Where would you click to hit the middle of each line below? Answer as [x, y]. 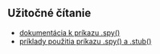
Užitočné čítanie [49, 13]
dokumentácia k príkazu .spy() [70, 32]
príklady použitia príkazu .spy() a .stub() [85, 41]
